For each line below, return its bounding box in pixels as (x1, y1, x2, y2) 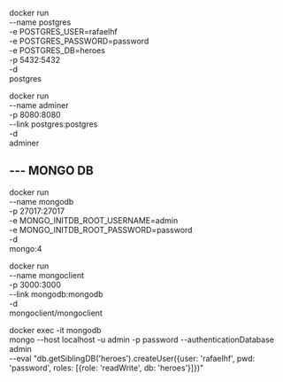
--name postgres (9, 17, 72, 27)
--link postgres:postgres (9, 119, 98, 129)
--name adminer (9, 100, 69, 110)
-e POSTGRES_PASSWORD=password (9, 35, 149, 46)
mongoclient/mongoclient (9, 308, 103, 318)
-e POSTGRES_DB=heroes (9, 45, 106, 56)
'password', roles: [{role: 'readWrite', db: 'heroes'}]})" (9, 363, 204, 373)
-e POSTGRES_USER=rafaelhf (9, 27, 118, 36)
